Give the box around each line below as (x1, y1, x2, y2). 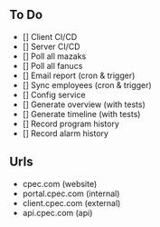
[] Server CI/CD (22, 41, 80, 52)
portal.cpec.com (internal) (22, 188, 120, 199)
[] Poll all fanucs (22, 60, 83, 71)
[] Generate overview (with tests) (22, 99, 146, 110)
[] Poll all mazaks (22, 50, 87, 62)
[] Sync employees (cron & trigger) (22, 79, 152, 90)
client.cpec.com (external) (22, 197, 121, 208)
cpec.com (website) (22, 178, 98, 189)
